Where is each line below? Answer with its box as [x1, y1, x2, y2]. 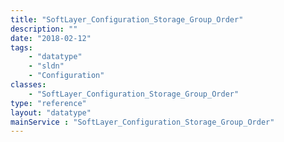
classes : [10, 80, 47, 90]
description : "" [10, 24, 78, 34]
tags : [10, 42, 33, 53]
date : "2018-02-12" [10, 33, 92, 43]
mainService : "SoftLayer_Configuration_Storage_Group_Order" [10, 117, 275, 127]
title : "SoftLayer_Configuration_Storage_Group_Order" [10, 14, 244, 25]
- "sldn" [28, 61, 65, 71]
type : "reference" [10, 98, 87, 108]
